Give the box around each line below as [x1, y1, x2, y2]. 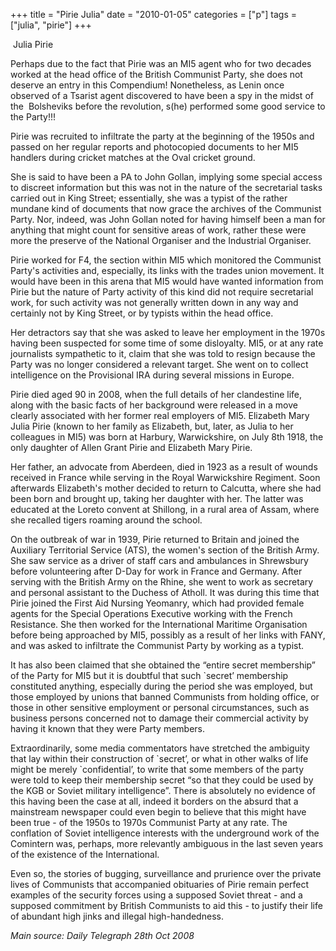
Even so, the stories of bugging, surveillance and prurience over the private [10, 868, 322, 879]
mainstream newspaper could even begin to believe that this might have [10, 806, 307, 818]
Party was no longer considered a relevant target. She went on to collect [10, 359, 309, 370]
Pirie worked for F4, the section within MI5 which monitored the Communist [10, 254, 322, 266]
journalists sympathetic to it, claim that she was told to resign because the [10, 348, 316, 359]
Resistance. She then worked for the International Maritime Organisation [10, 619, 308, 630]
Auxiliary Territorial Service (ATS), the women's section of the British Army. [10, 544, 320, 556]
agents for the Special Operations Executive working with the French [10, 608, 293, 619]
